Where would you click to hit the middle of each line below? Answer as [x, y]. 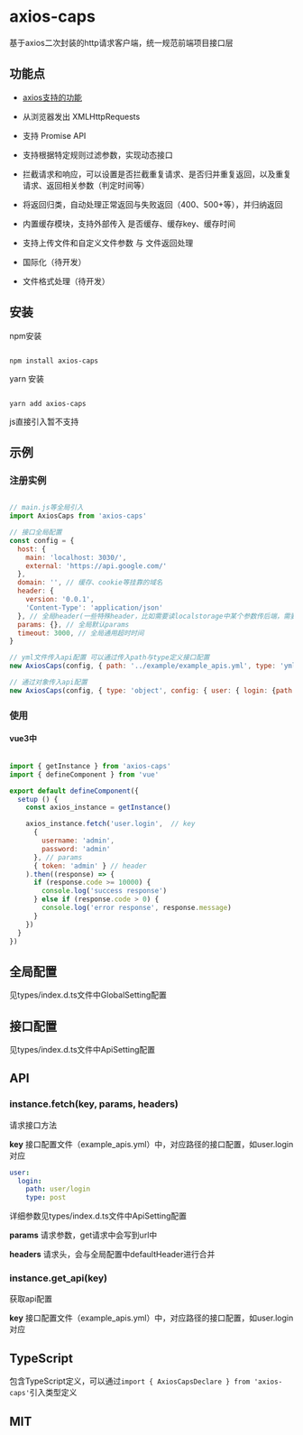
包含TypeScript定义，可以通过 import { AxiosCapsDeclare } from [130, 1381]
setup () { [38, 799]
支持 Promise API [54, 135]
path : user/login [58, 1189]
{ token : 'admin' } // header [90, 866]
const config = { [42, 540]
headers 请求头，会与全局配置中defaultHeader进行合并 [112, 1255]
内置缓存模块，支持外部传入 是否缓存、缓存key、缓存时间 [129, 224]
